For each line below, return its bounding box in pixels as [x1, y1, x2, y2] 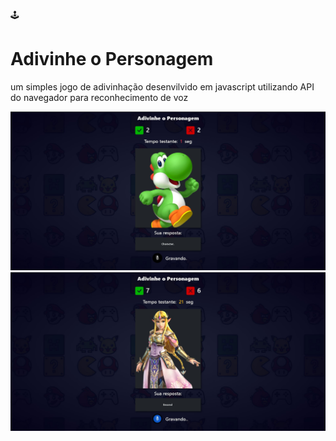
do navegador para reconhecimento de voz [10, 91, 189, 103]
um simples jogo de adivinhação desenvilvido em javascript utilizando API [10, 80, 315, 93]
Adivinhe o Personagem [10, 48, 214, 71]
